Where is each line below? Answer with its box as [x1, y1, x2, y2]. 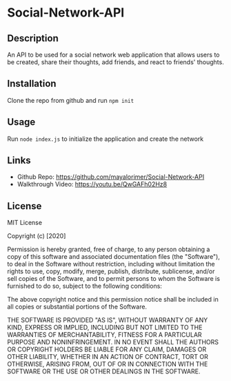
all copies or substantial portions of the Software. [7, 302, 147, 311]
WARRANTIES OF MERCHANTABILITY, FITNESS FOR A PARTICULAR [7, 331, 202, 339]
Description [7, 32, 59, 44]
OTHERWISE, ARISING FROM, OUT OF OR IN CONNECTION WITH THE [7, 360, 208, 369]
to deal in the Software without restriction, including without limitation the [7, 260, 215, 268]
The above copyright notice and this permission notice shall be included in [7, 295, 219, 304]
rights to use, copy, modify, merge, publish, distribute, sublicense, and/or [7, 267, 215, 275]
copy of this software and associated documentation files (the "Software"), [7, 253, 221, 261]
